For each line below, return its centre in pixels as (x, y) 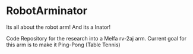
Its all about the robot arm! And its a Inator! (58, 27)
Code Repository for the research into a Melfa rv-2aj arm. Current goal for (96, 38)
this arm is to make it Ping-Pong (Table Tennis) (63, 45)
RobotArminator (47, 11)
